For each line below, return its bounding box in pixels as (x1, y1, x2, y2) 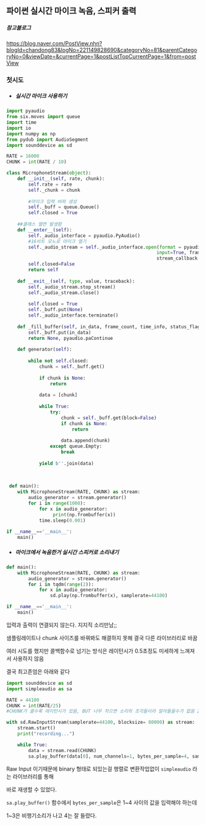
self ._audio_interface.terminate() (28, 312, 119, 318)
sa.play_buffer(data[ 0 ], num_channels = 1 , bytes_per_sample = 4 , (28, 753, 190, 759)
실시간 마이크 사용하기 (15, 92, 68, 99)
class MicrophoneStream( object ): (6, 170, 92, 176)
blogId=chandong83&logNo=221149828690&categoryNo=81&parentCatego (6, 47, 197, 54)
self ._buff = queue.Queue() (28, 204, 99, 210)
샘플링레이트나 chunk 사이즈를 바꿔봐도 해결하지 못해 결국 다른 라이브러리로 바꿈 (6, 634, 198, 641)
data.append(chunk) (60, 437, 111, 444)
